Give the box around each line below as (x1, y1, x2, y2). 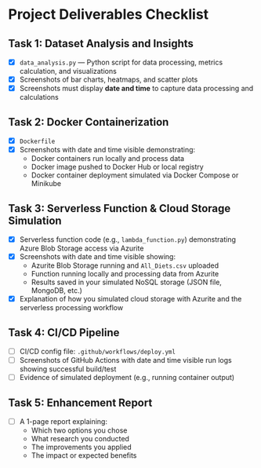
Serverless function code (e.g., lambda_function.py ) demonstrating (19, 234, 237, 244)
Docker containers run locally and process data (31, 154, 185, 163)
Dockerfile (19, 137, 56, 145)
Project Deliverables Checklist (8, 5, 209, 24)
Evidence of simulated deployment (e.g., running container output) (19, 373, 235, 382)
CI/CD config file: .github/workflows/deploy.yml (19, 346, 176, 356)
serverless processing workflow (19, 303, 124, 313)
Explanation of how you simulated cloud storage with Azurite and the (19, 294, 242, 304)
